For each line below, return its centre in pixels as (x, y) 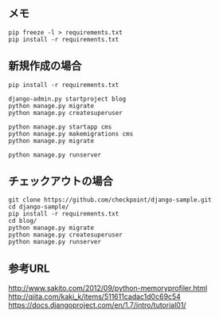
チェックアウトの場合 (61, 181)
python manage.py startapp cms (60, 127)
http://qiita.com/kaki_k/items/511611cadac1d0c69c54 (95, 296)
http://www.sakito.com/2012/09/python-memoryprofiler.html (108, 288)
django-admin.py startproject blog (67, 99)
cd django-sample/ (39, 207)
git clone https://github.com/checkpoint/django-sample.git (110, 200)
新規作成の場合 (45, 66)
